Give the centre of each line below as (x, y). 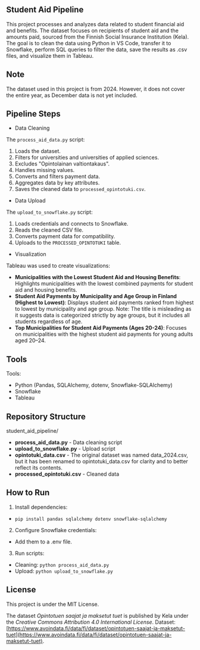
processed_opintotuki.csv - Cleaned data (67, 474)
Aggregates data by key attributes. (57, 183)
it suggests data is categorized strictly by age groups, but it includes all (102, 315)
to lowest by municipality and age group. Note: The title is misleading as (103, 309)
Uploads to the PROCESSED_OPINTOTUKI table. (68, 243)
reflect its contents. (38, 468)
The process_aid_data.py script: (46, 140)
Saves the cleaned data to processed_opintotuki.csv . (80, 189)
